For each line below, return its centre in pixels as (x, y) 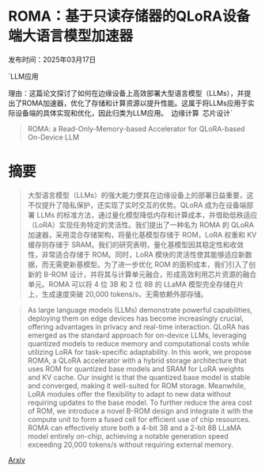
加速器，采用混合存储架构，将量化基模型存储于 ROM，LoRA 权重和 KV (142, 234)
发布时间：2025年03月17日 (52, 59)
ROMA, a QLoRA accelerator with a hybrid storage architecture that (137, 360)
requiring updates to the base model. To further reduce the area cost (140, 402)
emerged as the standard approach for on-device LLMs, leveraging (137, 335)
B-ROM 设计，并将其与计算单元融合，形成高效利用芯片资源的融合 (150, 274)
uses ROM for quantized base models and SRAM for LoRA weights (136, 368)
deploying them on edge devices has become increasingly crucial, (136, 318)
